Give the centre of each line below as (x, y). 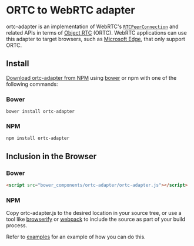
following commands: (32, 84)
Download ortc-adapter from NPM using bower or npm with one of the (91, 77)
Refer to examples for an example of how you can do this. (76, 237)
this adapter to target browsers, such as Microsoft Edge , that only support (96, 39)
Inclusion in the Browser (51, 156)
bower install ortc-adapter (41, 112)
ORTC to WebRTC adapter (71, 10)
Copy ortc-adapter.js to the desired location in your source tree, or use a (94, 213)
